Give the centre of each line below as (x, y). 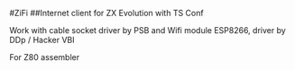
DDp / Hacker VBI (42, 40)
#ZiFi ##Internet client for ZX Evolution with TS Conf (107, 13)
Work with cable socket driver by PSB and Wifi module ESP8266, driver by (147, 30)
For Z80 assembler (45, 57)
